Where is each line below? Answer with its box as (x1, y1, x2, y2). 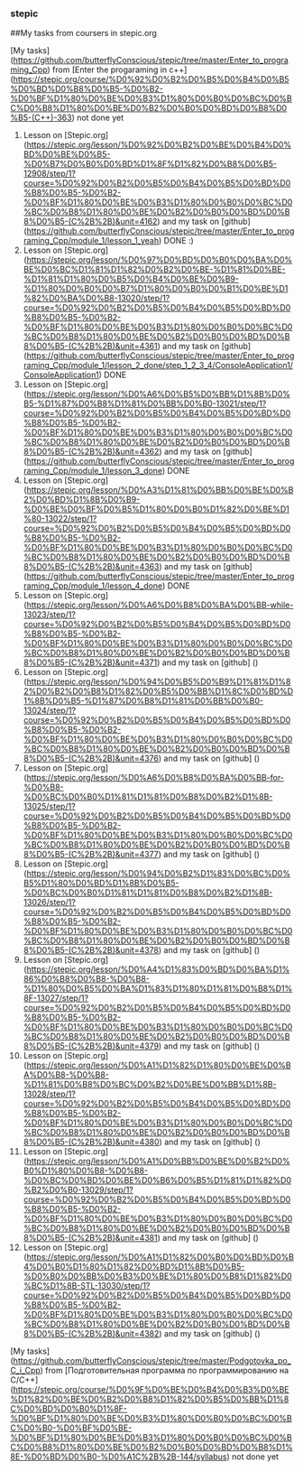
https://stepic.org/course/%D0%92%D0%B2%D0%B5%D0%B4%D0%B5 (13, 74, 289, 85)
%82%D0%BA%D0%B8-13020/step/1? (23, 292, 170, 304)
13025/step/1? (23, 801, 76, 812)
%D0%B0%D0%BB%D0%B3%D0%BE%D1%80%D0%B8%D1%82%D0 (23, 1271, 292, 1281)
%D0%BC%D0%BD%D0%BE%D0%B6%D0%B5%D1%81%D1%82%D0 (23, 1175, 292, 1186)
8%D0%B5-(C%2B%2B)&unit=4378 (23, 945, 159, 956)
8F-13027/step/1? (23, 993, 89, 1004)
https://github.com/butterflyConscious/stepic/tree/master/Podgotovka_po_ (13, 1355, 291, 1366)
